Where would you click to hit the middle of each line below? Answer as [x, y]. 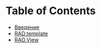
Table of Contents [51, 11]
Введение [27, 27]
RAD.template [31, 33]
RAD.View [27, 40]
